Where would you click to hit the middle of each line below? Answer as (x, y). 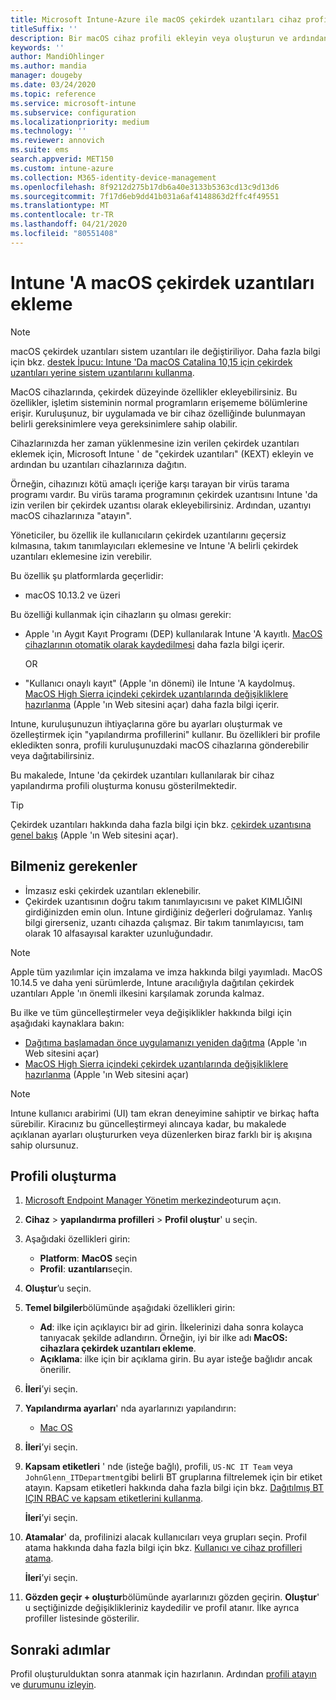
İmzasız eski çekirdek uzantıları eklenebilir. (113, 890)
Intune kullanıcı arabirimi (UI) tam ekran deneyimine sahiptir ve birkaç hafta (165, 1113)
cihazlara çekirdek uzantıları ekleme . (118, 1348)
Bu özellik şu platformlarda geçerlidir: (87, 575)
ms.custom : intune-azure (62, 168)
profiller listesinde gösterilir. (82, 1618)
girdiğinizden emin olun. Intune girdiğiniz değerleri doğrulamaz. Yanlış (168, 912)
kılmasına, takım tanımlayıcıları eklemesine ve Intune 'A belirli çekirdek (154, 545)
